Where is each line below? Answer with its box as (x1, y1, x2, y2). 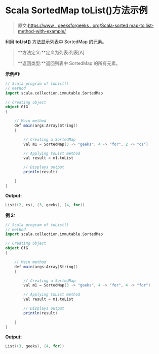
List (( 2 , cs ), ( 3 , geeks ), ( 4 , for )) (5, 202, 85, 207)
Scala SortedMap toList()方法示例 (5, 5, 148, 16)
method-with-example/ (17, 28, 66, 34)
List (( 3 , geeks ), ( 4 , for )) (5, 343, 65, 348)
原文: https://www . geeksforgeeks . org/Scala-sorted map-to (17, 22, 145, 28)
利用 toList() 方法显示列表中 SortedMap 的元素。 (5, 39, 107, 45)
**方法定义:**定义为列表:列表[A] (17, 49, 85, 55)
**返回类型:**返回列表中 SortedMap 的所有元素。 (17, 60, 121, 66)
